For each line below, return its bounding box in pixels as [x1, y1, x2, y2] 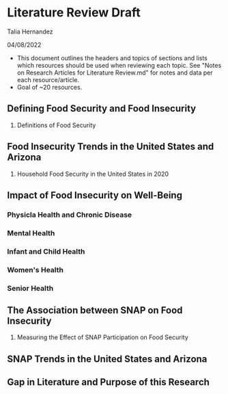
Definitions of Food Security [16, 121, 96, 129]
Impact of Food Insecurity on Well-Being [7, 189, 183, 201]
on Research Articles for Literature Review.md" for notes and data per [16, 68, 213, 77]
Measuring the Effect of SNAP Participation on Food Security [16, 333, 189, 341]
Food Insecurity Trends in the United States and [7, 141, 214, 153]
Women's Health [7, 265, 63, 274]
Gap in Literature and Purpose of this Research [7, 376, 210, 388]
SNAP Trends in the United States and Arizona [7, 353, 208, 365]
